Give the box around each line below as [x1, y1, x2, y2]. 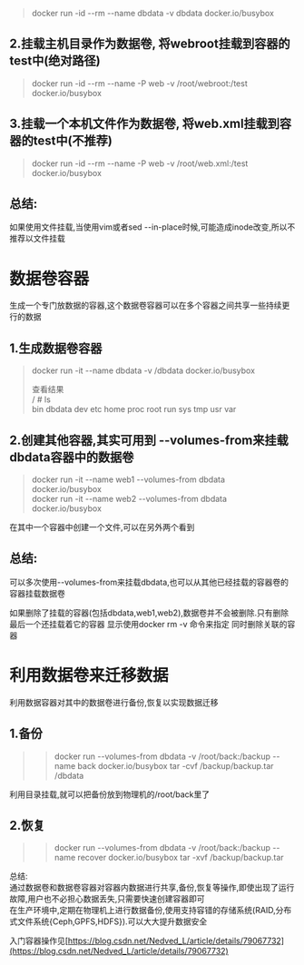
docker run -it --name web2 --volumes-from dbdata [31, 494, 228, 504]
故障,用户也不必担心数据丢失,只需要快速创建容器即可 [9, 893, 206, 904]
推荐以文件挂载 [9, 233, 65, 244]
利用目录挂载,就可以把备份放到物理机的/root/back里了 [9, 789, 211, 800]
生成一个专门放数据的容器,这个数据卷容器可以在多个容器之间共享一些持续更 [9, 300, 290, 311]
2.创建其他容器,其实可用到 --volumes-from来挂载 [9, 432, 289, 448]
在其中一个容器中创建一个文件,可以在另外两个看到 [9, 522, 195, 532]
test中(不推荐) [33, 133, 113, 149]
